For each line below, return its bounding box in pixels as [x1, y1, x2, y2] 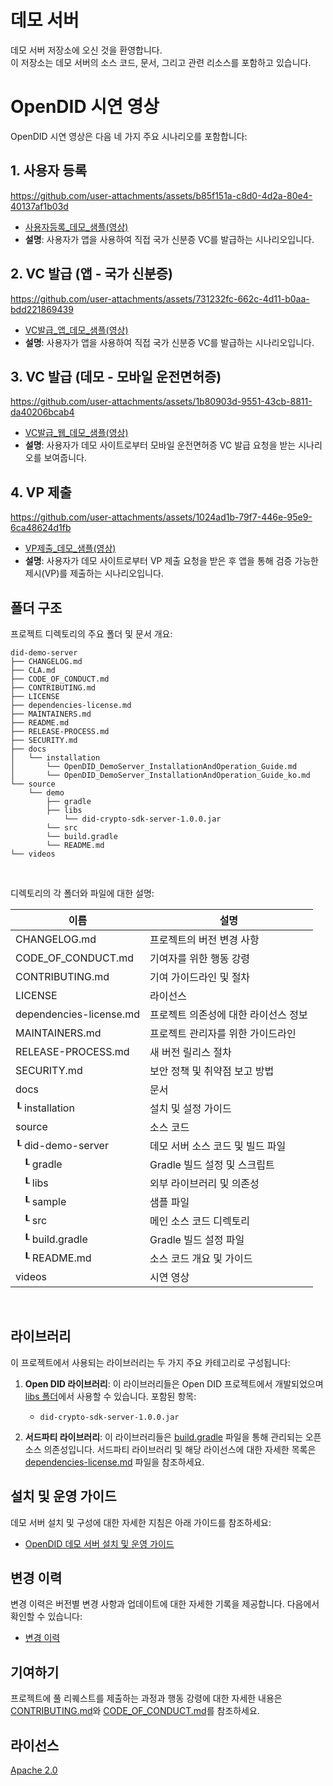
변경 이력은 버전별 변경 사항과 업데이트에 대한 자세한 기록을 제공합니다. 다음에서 [10, 1598, 320, 1610]
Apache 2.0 [10, 1764, 58, 1776]
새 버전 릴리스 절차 [149, 1045, 232, 1059]
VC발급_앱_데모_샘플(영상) [24, 324, 129, 336]
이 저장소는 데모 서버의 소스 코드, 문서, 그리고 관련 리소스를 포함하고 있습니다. [10, 56, 312, 68]
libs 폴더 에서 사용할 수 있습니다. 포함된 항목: [24, 1390, 197, 1402]
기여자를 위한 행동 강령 [149, 951, 251, 965]
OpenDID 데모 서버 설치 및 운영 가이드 [24, 1537, 175, 1550]
